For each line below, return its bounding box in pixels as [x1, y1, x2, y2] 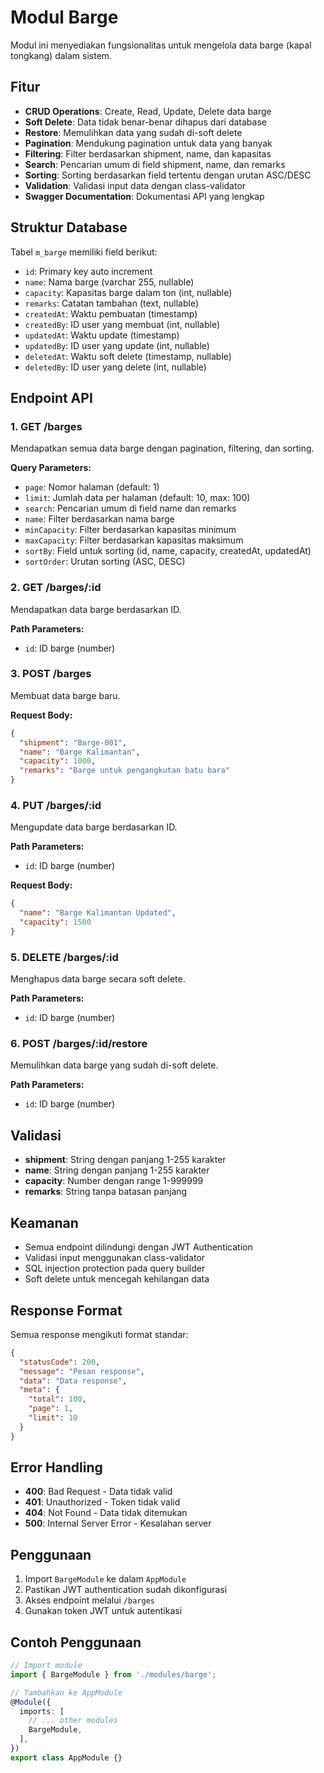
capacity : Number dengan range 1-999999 [24, 1175, 204, 1187]
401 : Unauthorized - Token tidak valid [24, 1496, 181, 1508]
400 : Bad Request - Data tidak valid [24, 1486, 173, 1498]
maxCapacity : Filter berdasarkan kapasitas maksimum [24, 534, 244, 546]
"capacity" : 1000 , [19, 756, 97, 766]
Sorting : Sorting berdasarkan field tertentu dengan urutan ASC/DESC [24, 169, 312, 181]
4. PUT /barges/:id [10, 799, 102, 813]
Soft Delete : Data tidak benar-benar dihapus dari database [24, 116, 267, 128]
